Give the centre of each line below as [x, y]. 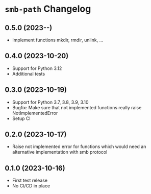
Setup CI [21, 118]
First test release [30, 180]
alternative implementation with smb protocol [60, 152]
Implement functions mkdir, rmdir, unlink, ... [58, 40]
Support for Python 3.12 [37, 68]
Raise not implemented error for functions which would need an [79, 147]
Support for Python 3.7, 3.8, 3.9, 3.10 [50, 102]
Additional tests [29, 74]
